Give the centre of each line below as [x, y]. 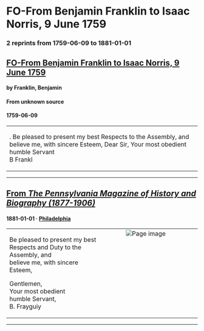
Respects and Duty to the [46, 247]
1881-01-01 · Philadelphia [39, 218]
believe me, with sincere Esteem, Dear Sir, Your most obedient [98, 144]
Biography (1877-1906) [51, 203]
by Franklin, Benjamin [34, 88]
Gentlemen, [26, 284]
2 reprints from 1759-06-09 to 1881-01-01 [69, 43]
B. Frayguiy [25, 307]
